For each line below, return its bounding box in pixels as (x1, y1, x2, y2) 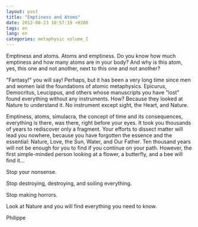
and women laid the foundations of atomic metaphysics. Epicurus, (6, 83, 167, 89)
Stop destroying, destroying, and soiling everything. (6, 180, 132, 187)
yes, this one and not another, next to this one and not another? (6, 65, 161, 72)
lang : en (6, 31, 28, 37)
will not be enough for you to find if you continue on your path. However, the (6, 144, 192, 151)
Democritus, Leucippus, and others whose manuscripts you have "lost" (6, 89, 180, 96)
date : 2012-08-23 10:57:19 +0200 (6, 20, 89, 25)
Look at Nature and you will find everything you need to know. (6, 203, 157, 210)
